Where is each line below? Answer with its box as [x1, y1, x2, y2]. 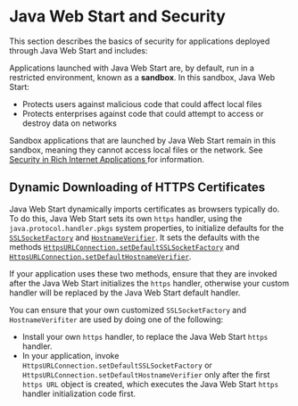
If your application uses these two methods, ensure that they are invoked [9, 268, 277, 278]
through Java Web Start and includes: [9, 45, 149, 55]
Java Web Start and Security [9, 6, 226, 27]
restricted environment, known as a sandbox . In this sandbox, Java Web [9, 71, 275, 82]
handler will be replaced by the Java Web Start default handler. [9, 287, 241, 298]
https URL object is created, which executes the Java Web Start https [21, 378, 279, 389]
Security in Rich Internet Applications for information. [9, 153, 205, 164]
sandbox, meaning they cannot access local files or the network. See [9, 145, 263, 155]
